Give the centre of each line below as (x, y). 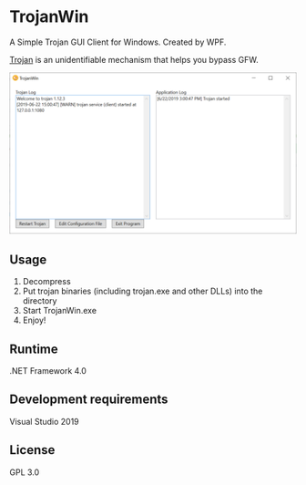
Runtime (34, 349)
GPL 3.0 (25, 472)
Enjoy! (34, 320)
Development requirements (89, 400)
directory (40, 301)
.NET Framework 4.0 (48, 371)
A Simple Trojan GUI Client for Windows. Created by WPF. (118, 42)
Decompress (46, 282)
